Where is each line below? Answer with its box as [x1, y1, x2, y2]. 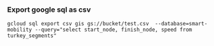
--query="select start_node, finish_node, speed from [34, 26, 193, 34]
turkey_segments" [7, 32, 57, 39]
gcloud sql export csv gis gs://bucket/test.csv [7, 21, 149, 27]
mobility [7, 26, 32, 34]
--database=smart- [154, 21, 208, 27]
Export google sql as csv [7, 5, 92, 14]
